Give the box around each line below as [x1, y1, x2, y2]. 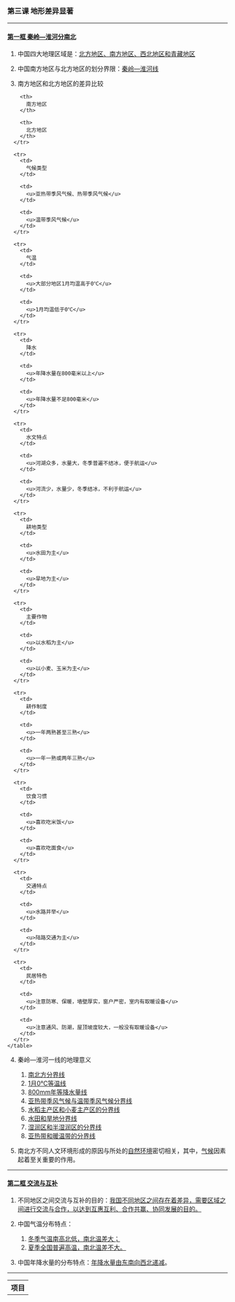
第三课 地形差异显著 [7, 6, 74, 15]
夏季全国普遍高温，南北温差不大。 [27, 1243, 127, 1252]
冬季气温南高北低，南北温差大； [27, 1234, 120, 1242]
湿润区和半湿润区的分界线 [27, 1123, 102, 1131]
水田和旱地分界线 [27, 1114, 78, 1122]
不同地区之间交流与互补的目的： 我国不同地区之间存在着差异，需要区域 [17, 1196, 220, 1204]
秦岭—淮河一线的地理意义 [17, 1055, 92, 1064]
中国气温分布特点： [17, 1219, 73, 1228]
